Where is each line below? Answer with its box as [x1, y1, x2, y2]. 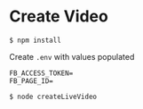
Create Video [9, 6, 108, 27]
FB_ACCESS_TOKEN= [9, 69, 74, 78]
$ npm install [9, 36, 62, 45]
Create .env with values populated [9, 51, 135, 62]
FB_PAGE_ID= [9, 76, 53, 86]
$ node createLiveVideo [9, 92, 98, 101]
